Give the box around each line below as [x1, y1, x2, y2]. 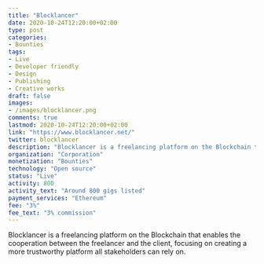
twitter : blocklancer [8, 135, 79, 144]
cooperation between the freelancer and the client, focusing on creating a [8, 239, 247, 248]
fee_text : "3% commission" [8, 209, 97, 217]
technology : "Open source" [8, 165, 97, 173]
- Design [8, 70, 37, 78]
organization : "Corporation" [8, 150, 104, 158]
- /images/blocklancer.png [8, 107, 97, 115]
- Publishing [8, 77, 51, 85]
